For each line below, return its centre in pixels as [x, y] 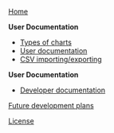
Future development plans [51, 106]
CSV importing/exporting [61, 59]
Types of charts [45, 42]
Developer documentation [63, 90]
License [21, 121]
